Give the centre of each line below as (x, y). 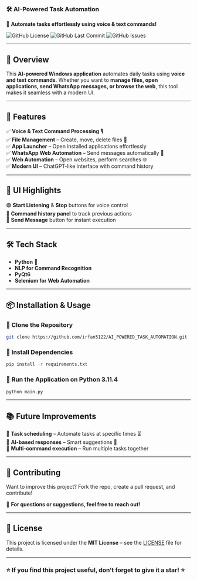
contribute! (19, 493)
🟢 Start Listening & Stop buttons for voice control (67, 205)
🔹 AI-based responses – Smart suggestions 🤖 (62, 442)
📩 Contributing (33, 473)
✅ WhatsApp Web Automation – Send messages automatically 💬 (85, 153)
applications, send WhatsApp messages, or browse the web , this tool (92, 87)
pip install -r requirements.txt (47, 364)
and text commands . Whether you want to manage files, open (82, 80)
